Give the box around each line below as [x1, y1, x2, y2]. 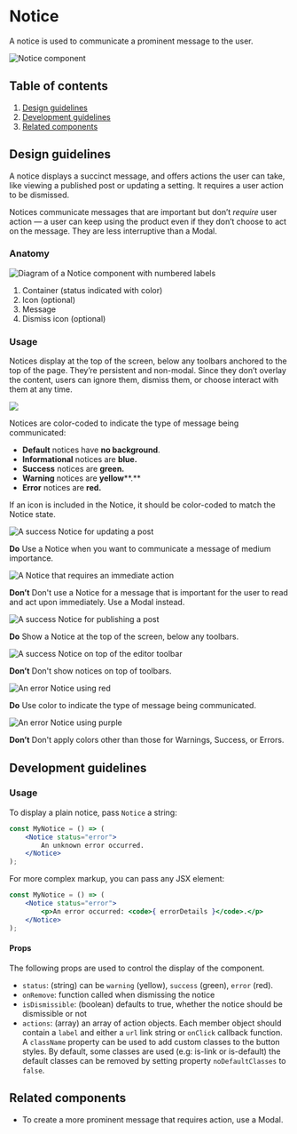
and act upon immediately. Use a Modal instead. [9, 597, 185, 608]
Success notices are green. [21, 464, 125, 475]
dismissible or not [21, 1008, 87, 1018]
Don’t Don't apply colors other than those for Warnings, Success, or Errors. [9, 735, 285, 746]
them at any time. [9, 384, 73, 395]
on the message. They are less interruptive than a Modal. [9, 225, 217, 236]
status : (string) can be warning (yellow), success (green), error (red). [21, 979, 273, 990]
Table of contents [9, 78, 108, 94]
